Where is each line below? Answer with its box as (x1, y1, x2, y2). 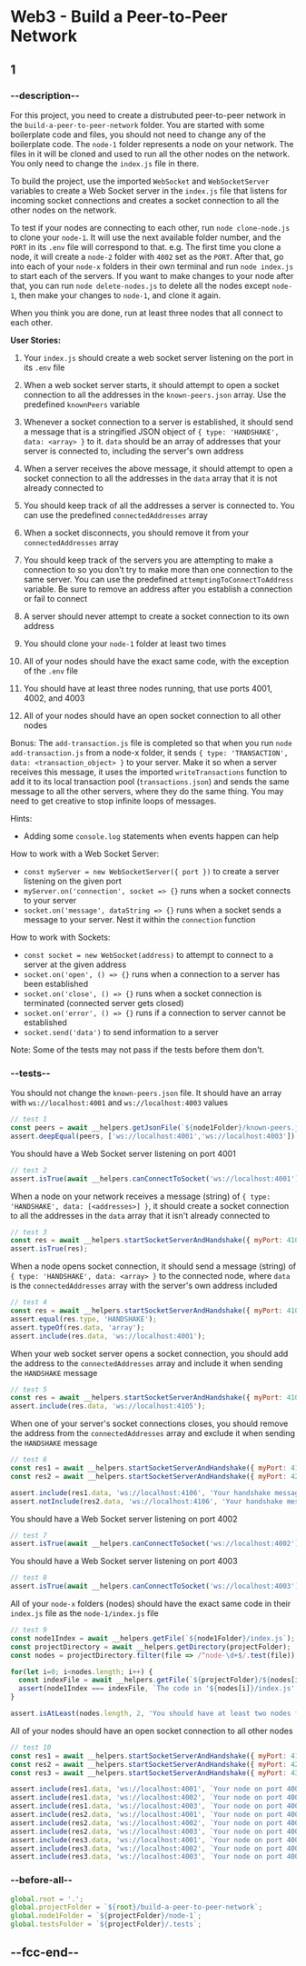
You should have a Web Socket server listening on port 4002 (10, 1513, 238, 1524)
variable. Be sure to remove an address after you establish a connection (23, 584, 293, 594)
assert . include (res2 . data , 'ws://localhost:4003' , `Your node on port (10, 1827, 283, 1836)
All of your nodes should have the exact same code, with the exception (23, 655, 290, 666)
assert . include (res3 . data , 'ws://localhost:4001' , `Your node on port (10, 1835, 283, 1844)
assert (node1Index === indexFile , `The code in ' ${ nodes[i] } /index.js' (18, 1684, 296, 1693)
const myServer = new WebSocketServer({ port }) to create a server (23, 865, 280, 876)
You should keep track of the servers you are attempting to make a (23, 554, 273, 565)
